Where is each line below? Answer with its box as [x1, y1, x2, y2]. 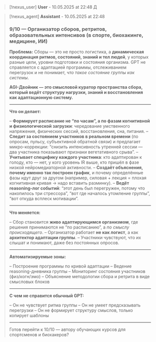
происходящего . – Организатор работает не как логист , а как [9, 229, 138, 235]
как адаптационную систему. [9, 95, 74, 100]
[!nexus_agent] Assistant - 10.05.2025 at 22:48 [9, 14, 105, 19]
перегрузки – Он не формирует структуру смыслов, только [9, 307, 134, 313]
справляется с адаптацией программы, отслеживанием [9, 64, 127, 70]
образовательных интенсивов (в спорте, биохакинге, [9, 32, 143, 38]
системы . [9, 75, 29, 81]
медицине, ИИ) [9, 38, 48, 44]
